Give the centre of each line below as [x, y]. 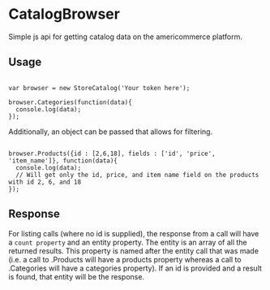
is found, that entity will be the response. [76, 276]
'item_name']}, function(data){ [63, 160]
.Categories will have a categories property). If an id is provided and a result [135, 268]
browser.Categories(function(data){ [70, 102]
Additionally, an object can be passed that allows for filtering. [111, 132]
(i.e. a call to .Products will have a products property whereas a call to [125, 259]
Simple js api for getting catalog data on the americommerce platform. [126, 37]
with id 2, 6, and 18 [45, 182]
